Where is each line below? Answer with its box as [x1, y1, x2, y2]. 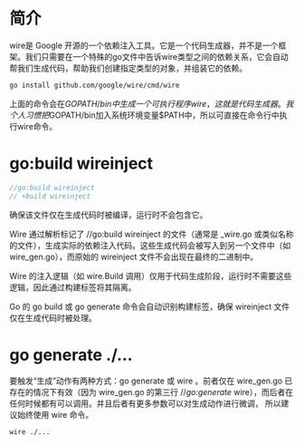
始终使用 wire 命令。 [16, 410, 93, 421]
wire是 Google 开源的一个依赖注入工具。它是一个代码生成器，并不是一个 [9, 40, 279, 51]
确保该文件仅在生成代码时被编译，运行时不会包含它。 [9, 209, 208, 220]
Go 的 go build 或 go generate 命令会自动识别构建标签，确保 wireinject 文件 [9, 301, 290, 312]
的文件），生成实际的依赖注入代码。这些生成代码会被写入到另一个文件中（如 [9, 239, 291, 250]
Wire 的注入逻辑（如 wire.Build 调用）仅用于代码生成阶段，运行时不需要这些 [9, 270, 292, 281]
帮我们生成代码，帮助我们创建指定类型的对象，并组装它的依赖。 [9, 63, 247, 73]
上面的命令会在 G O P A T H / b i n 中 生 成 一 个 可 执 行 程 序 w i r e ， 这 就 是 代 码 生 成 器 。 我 [9, 98, 294, 109]
